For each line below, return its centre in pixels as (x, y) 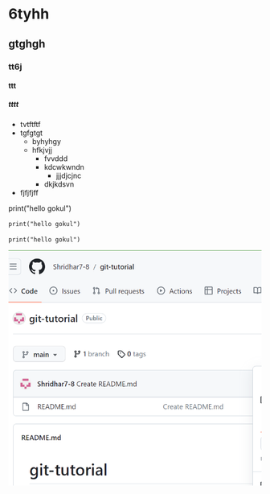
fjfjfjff (29, 193)
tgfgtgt (31, 133)
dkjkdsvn (59, 184)
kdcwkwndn (64, 167)
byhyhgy (47, 142)
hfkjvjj (42, 150)
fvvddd (56, 158)
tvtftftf (31, 125)
